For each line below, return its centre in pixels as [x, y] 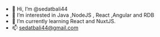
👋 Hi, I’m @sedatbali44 [40, 9]
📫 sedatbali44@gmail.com [45, 28]
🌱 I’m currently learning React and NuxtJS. [64, 21]
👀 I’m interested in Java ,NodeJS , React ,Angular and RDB [83, 15]
